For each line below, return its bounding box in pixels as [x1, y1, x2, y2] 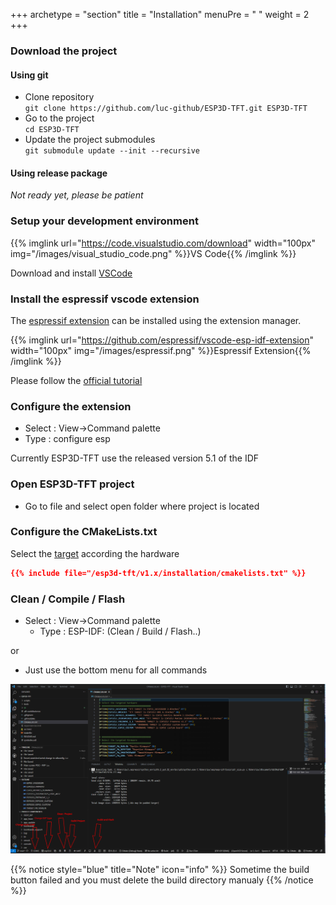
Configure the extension [10, 399, 132, 413]
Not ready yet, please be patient [10, 189, 144, 201]
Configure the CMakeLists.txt [10, 525, 158, 539]
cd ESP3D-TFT [24, 125, 80, 135]
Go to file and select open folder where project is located [24, 500, 260, 512]
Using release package [10, 167, 108, 179]
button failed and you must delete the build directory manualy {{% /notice [10, 874, 314, 886]
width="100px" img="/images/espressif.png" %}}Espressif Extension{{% [10, 344, 312, 356]
